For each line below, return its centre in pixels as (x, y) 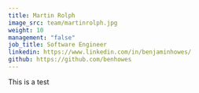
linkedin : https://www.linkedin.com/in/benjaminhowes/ (100, 52)
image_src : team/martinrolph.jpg (63, 23)
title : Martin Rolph (42, 15)
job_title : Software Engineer (58, 45)
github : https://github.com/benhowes (70, 60)
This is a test (29, 82)
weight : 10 (26, 30)
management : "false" (42, 37)
